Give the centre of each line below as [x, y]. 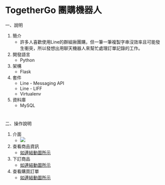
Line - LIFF [31, 88]
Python [27, 60]
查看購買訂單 [25, 171]
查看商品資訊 [25, 146]
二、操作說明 [18, 123]
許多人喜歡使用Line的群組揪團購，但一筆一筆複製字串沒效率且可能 [88, 42]
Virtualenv [30, 93]
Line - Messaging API [42, 83]
